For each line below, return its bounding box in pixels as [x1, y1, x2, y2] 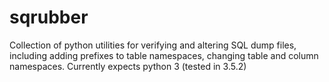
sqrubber [9, 6, 89, 29]
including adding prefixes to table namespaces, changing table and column [9, 49, 319, 61]
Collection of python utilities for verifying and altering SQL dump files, [9, 39, 297, 51]
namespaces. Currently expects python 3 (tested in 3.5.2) [9, 60, 247, 72]
